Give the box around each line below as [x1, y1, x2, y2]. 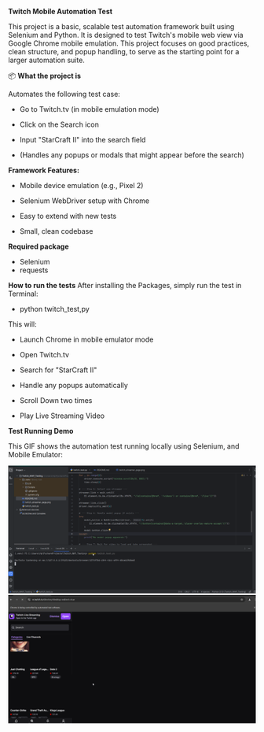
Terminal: [8, 289, 38, 298]
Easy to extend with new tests [19, 212, 117, 220]
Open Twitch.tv [19, 350, 69, 359]
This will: [8, 320, 37, 329]
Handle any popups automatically [19, 381, 128, 390]
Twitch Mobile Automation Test [8, 7, 112, 16]
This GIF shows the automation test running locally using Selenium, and [8, 442, 240, 451]
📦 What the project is [8, 71, 81, 80]
